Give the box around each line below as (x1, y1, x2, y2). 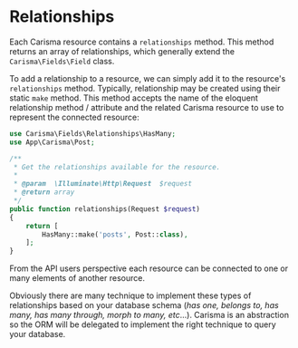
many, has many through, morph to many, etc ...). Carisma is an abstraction (9, 310, 290, 321)
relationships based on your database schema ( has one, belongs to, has (9, 300, 279, 311)
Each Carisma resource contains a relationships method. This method (9, 36, 274, 47)
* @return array (13, 188, 75, 197)
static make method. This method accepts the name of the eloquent (9, 92, 258, 103)
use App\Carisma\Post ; (9, 138, 95, 147)
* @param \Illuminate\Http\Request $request (13, 179, 193, 188)
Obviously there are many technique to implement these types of (9, 290, 252, 301)
